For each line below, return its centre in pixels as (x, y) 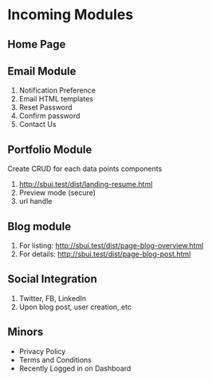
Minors (26, 332)
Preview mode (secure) (57, 192)
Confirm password (49, 116)
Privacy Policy (42, 351)
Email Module (42, 71)
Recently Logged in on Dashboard (75, 368)
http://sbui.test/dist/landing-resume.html (86, 185)
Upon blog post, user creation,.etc (75, 307)
